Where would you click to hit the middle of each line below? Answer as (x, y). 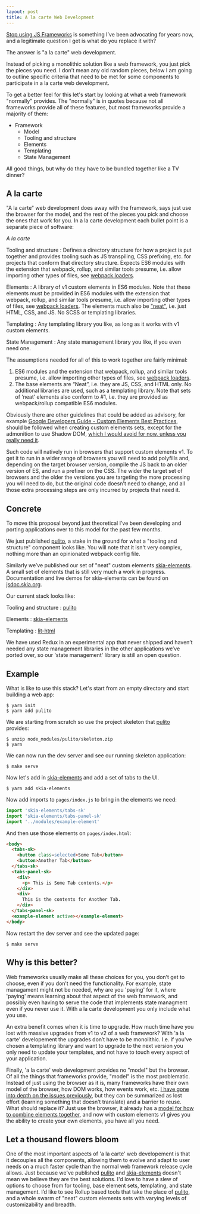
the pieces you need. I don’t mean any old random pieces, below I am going (99, 70)
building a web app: (30, 695)
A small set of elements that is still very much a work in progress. (86, 572)
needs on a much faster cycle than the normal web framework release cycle (99, 1167)
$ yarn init (21, 705)
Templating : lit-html (31, 631)
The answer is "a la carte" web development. (61, 52)
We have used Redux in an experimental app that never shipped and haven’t (99, 643)
